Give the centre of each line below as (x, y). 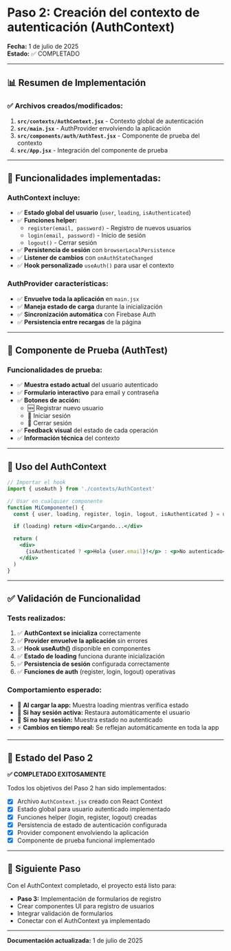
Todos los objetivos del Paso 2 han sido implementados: (87, 788)
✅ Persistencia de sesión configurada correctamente (93, 664)
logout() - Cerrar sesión (62, 243)
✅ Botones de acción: (49, 401)
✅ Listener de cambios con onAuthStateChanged (85, 258)
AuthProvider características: (58, 284)
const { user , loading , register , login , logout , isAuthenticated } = (117, 514)
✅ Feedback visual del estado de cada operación (87, 430)
